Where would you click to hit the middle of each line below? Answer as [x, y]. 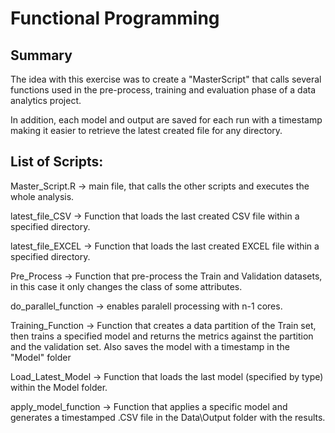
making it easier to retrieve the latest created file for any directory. [146, 130]
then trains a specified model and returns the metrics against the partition [162, 336]
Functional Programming [115, 18]
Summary [41, 55]
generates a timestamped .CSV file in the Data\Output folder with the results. [168, 417]
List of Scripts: [57, 162]
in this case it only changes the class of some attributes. [126, 286]
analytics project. [46, 100]
